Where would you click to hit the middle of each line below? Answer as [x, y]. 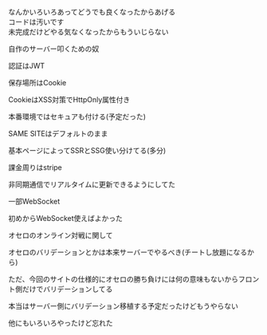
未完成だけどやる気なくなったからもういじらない [88, 32]
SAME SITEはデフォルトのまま [58, 134]
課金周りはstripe [35, 167]
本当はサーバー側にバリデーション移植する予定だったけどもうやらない [124, 306]
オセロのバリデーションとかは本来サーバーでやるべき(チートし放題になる [128, 252]
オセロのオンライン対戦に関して [61, 235]
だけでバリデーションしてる [67, 289]
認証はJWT [27, 66]
